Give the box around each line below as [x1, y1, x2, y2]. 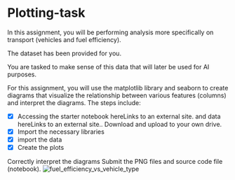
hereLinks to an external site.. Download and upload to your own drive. [17, 120, 222, 128]
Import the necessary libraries [17, 127, 105, 136]
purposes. [7, 70, 37, 78]
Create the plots [17, 144, 65, 152]
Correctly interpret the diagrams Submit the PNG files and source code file [7, 158, 223, 166]
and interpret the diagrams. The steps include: [7, 98, 142, 106]
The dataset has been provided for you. [7, 49, 121, 57]
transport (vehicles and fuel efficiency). [7, 35, 121, 43]
